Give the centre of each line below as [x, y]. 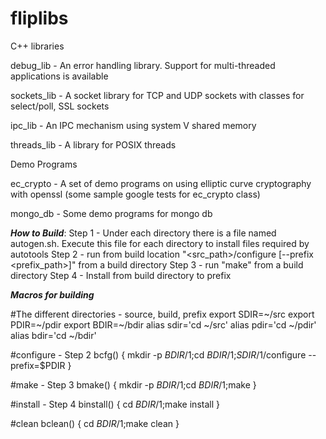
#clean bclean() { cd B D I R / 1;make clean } [95, 423]
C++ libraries [37, 46]
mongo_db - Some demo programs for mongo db [111, 213]
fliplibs [39, 18]
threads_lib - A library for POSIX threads [93, 144]
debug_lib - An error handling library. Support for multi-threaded [143, 65]
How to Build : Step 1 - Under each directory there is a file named [143, 233]
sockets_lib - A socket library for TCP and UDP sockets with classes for [157, 95]
